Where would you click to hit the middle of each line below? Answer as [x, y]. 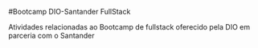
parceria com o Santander [51, 36]
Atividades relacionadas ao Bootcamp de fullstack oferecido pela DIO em [129, 27]
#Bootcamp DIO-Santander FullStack [70, 12]
